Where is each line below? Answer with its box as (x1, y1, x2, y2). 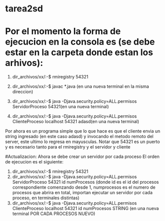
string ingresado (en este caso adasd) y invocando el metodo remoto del (5, 134, 154, 140)
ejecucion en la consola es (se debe (5, 36, 155, 48)
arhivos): (5, 58, 44, 69)
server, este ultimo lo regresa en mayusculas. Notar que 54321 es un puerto (5, 139, 160, 145)
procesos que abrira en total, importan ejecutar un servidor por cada (12, 190, 153, 196)
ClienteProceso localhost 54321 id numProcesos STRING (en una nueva (12, 206, 159, 212)
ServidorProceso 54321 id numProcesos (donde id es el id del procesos (12, 179, 159, 185)
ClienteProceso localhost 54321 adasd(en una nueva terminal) (12, 119, 140, 125)
